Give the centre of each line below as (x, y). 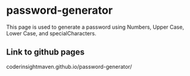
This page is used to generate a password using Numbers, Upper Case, (95, 27)
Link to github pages (46, 52)
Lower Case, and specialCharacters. (51, 33)
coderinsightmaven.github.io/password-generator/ (69, 66)
